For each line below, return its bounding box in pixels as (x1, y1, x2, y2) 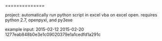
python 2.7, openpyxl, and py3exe (5, 17, 73, 23)
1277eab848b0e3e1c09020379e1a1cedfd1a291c (5, 32, 101, 37)
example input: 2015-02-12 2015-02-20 (5, 27, 84, 32)
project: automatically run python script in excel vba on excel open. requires (5, 12, 158, 17)
